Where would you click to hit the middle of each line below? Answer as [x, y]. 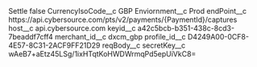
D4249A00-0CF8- [218, 37]
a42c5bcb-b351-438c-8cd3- [186, 28]
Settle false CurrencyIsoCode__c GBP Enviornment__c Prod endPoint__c [128, 11]
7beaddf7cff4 [31, 37]
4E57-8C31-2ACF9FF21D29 [54, 45]
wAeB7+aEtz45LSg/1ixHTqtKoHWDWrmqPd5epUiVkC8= [102, 54]
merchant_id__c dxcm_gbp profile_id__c [121, 37]
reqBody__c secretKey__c [144, 45]
